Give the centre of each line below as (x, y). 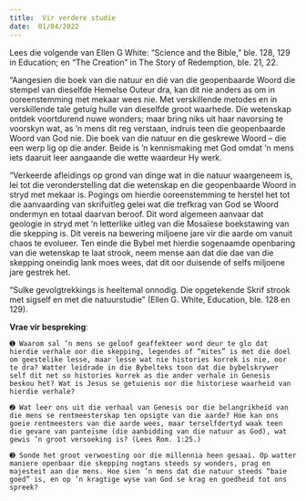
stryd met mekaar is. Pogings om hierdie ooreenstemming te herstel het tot (150, 194)
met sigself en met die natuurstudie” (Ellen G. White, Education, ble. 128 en (150, 299)
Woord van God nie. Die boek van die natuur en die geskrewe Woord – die (148, 138)
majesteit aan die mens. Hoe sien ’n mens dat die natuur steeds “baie (148, 471)
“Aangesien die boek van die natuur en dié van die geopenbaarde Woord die (153, 79)
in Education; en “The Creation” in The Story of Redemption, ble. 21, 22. (144, 62)
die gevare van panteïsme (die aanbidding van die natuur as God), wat (148, 431)
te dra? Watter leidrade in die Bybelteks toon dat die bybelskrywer (144, 367)
